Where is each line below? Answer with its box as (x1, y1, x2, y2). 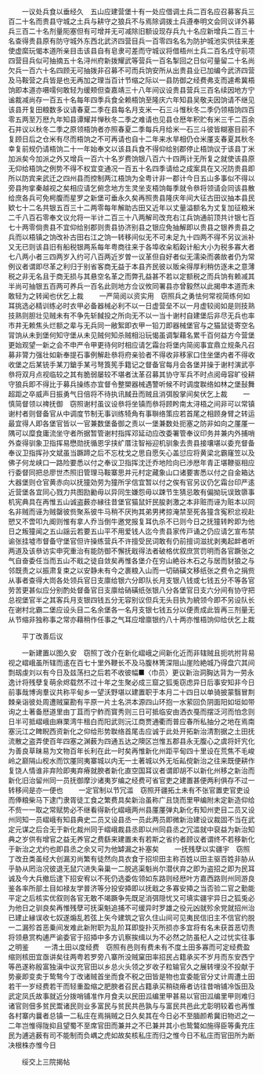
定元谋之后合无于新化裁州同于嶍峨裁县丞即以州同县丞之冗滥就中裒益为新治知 (8, 825, 255, 834)
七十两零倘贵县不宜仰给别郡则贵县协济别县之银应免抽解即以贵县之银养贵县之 (8, 223, 255, 231)
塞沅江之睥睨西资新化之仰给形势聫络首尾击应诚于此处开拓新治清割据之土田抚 (8, 726, 255, 736)
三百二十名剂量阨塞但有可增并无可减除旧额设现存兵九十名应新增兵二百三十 (14, 27, 255, 35)
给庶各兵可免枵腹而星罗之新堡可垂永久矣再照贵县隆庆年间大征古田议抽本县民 (8, 193, 255, 202)
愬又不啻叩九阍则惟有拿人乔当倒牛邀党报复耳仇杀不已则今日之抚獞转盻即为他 (8, 517, 255, 526)
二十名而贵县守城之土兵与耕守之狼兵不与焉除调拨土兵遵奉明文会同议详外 (14, 16, 248, 26)
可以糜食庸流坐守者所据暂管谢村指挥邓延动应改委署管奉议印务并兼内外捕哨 (14, 428, 255, 438)
